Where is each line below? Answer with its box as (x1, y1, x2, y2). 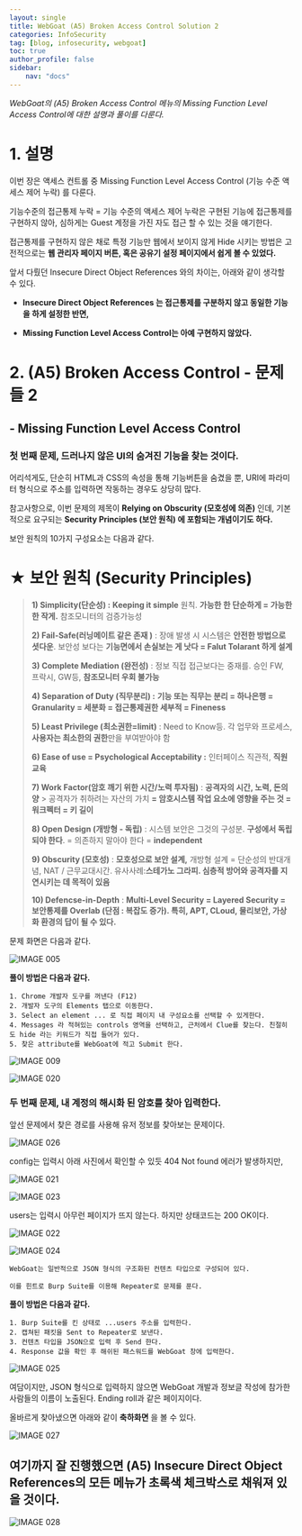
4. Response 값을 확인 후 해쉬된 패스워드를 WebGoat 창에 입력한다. (9, 1347, 235, 1356)
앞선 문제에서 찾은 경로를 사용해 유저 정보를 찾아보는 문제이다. (9, 1119, 226, 1130)
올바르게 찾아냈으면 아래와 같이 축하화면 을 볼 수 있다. (9, 1412, 196, 1422)
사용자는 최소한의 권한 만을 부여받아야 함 (31, 732, 171, 743)
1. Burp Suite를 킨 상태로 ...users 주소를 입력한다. (9, 1318, 192, 1327)
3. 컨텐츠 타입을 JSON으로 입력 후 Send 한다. (9, 1337, 163, 1347)
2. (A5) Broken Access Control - (9, 362, 252, 383)
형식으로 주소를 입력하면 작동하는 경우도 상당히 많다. (18, 483, 201, 494)
